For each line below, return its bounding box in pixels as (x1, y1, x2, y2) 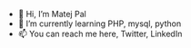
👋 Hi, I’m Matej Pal (17, 9, 86, 19)
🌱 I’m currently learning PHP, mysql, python (17, 18, 182, 29)
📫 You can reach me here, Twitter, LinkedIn (17, 28, 183, 39)
